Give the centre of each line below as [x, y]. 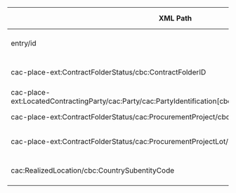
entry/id [24, 43]
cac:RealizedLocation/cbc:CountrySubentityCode [92, 170]
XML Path [175, 18]
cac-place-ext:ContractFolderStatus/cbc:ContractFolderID [109, 72]
